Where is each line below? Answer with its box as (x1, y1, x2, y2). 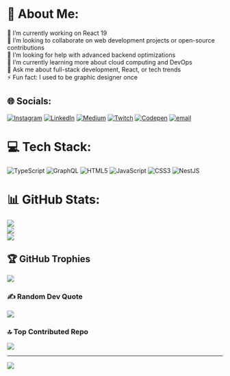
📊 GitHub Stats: (7, 191, 101, 207)
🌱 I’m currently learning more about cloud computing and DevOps (7, 58, 193, 66)
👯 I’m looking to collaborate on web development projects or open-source (7, 36, 216, 44)
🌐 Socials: (7, 95, 52, 107)
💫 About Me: (7, 6, 79, 22)
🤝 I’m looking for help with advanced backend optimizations (7, 51, 176, 59)
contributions (7, 43, 44, 51)
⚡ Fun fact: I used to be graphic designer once (7, 73, 138, 81)
